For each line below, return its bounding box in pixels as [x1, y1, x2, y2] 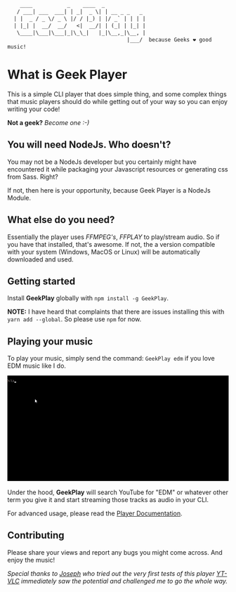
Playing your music [7, 335, 93, 347]
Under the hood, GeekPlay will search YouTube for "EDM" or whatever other [7, 488, 229, 496]
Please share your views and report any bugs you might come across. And [7, 548, 223, 556]
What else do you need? [7, 214, 115, 226]
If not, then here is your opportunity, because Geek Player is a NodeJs [7, 186, 211, 194]
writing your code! [7, 105, 60, 113]
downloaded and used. [7, 255, 74, 264]
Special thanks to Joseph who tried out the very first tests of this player [7, 569, 216, 577]
